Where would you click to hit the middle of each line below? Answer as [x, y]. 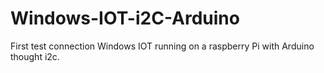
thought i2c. [35, 56]
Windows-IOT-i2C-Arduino [125, 18]
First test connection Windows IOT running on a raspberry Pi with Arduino [162, 46]
